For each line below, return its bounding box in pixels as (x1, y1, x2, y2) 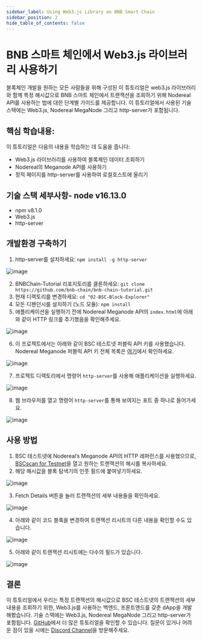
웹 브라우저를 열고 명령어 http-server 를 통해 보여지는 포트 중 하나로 (14, 396, 175, 404)
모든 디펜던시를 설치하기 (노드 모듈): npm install (14, 300, 131, 307)
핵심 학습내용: (6, 126, 55, 136)
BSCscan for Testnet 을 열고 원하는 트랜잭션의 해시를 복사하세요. (14, 459, 168, 467)
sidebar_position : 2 (6, 14, 58, 20)
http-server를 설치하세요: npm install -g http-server (14, 256, 148, 263)
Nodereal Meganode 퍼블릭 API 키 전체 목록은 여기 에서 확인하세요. (14, 347, 174, 354)
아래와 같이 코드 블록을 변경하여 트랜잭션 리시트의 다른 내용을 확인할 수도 (14, 516, 186, 523)
